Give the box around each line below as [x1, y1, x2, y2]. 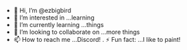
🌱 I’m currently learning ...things [13, 21, 104, 28]
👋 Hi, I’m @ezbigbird [13, 7, 72, 14]
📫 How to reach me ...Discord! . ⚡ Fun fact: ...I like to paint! [13, 36, 181, 43]
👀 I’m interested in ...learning [13, 14, 95, 22]
